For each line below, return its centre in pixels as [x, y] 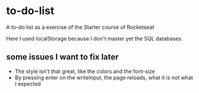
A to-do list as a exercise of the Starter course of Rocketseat [80, 27]
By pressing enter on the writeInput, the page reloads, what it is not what [104, 77]
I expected [28, 84]
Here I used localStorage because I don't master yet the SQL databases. [94, 38]
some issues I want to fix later [62, 57]
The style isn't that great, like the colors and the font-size [85, 71]
